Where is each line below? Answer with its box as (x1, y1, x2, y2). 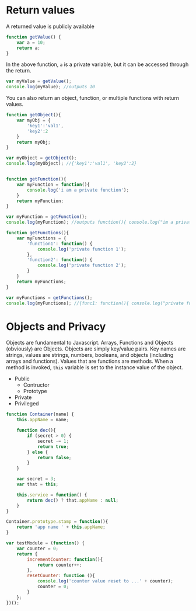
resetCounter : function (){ (27, 573, 95, 579)
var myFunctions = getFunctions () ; (6, 294, 93, 301)
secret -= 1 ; (37, 438, 69, 444)
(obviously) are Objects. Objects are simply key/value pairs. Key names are (6, 345, 186, 352)
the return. (6, 67, 32, 74)
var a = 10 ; (16, 39, 45, 46)
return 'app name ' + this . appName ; (16, 524, 106, 530)
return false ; (37, 454, 72, 460)
